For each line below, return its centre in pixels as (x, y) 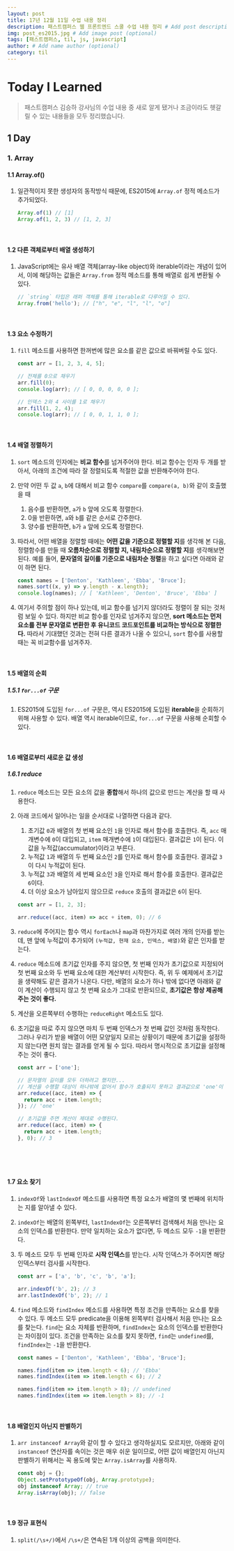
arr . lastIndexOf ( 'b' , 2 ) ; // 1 (63, 1295)
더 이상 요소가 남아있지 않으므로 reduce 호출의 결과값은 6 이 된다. (115, 892)
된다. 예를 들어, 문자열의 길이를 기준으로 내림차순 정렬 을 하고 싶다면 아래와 (117, 558)
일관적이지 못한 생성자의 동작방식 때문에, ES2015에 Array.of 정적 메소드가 (118, 191)
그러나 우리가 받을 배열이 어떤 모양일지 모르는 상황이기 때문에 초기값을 (112, 1037)
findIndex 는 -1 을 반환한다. (54, 1344)
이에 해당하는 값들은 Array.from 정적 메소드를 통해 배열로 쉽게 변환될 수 (124, 275)
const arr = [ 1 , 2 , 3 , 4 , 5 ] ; (61, 364)
